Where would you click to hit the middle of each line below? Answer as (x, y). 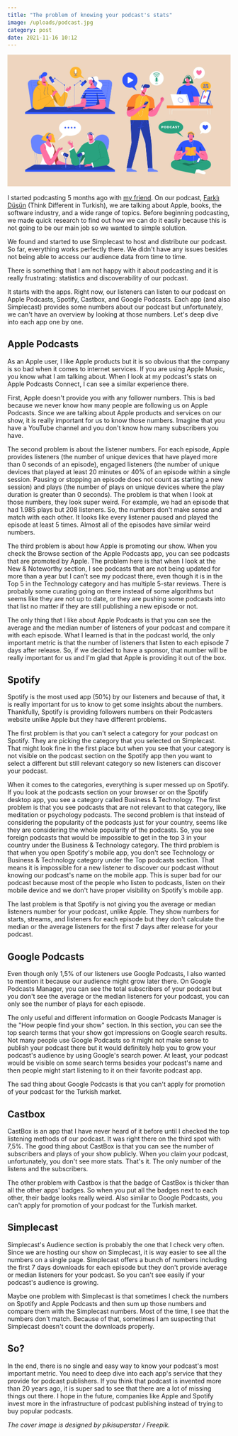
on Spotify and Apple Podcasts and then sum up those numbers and (107, 1303)
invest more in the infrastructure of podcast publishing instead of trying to (115, 1403)
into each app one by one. (45, 322)
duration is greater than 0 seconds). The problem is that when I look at (110, 494)
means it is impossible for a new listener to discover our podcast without (113, 868)
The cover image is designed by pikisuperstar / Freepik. (89, 1425)
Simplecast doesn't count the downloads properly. (81, 1326)
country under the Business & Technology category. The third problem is (113, 845)
